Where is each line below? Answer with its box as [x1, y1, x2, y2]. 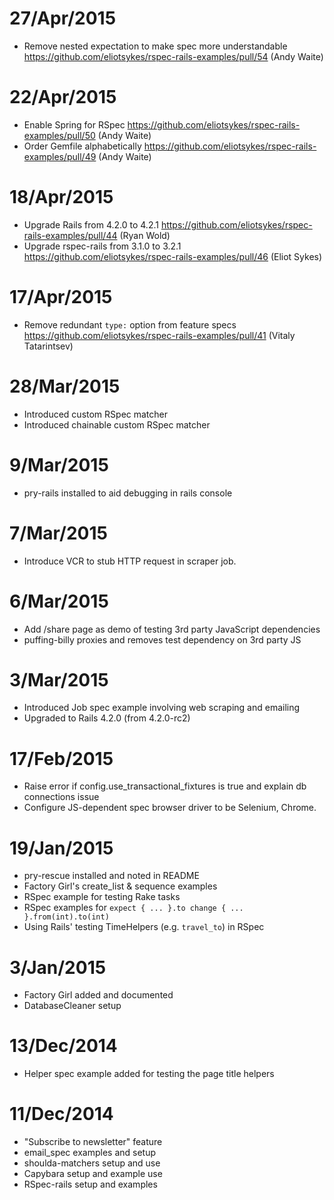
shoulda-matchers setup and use [23, 1157, 161, 1169]
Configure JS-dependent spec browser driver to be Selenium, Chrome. [23, 802, 317, 814]
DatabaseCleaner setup [23, 1000, 122, 1012]
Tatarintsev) [23, 340, 74, 352]
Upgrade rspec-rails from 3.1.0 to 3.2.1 [23, 240, 182, 252]
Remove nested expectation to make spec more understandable [23, 40, 288, 52]
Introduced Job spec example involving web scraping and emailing [23, 702, 301, 714]
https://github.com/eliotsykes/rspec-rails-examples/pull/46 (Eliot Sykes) [23, 250, 323, 262]
